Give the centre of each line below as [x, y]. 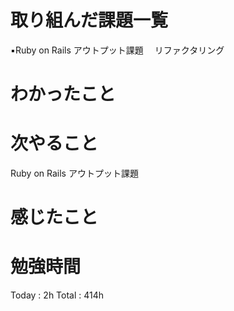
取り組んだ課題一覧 [89, 20]
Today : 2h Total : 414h [57, 295]
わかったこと [63, 94]
